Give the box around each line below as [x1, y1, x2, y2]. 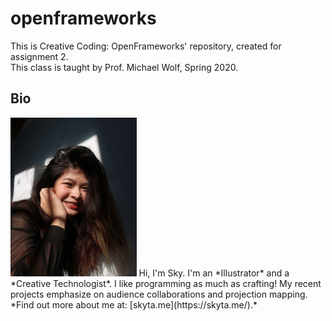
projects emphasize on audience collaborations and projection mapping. [10, 288, 308, 300]
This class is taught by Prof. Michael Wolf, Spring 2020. [10, 61, 239, 73]
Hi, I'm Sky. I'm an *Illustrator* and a [138, 267, 290, 279]
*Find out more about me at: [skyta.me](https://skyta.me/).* [10, 298, 258, 311]
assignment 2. [10, 50, 69, 62]
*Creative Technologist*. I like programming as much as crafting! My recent [10, 277, 322, 289]
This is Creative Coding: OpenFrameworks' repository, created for [10, 40, 282, 52]
